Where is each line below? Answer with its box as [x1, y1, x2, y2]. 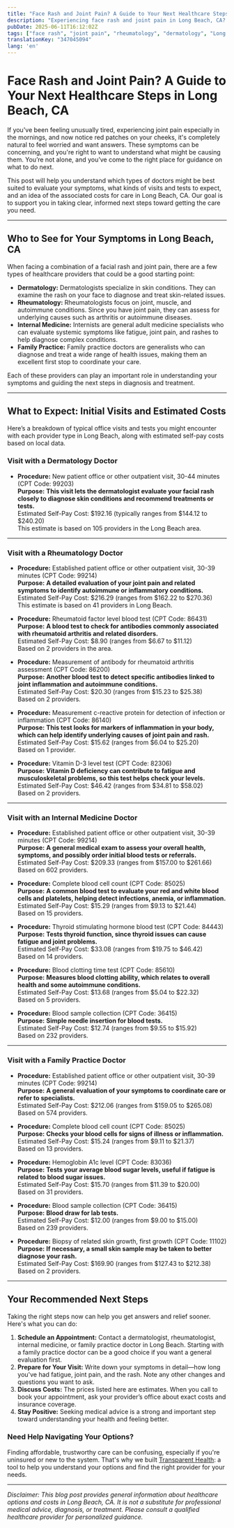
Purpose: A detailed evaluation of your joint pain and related [17, 579, 196, 587]
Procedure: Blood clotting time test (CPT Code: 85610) [17, 966, 175, 974]
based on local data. [7, 438, 66, 447]
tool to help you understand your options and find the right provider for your [7, 1462, 225, 1471]
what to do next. [7, 162, 54, 171]
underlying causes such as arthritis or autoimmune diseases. [17, 312, 193, 322]
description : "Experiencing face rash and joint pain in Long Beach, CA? [7, 17, 226, 24]
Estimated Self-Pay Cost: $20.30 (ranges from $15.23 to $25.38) [17, 688, 203, 696]
